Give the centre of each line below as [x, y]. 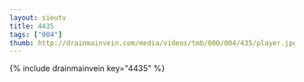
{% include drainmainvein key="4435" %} [87, 68]
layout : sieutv [38, 18]
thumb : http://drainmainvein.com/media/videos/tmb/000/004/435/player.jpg [153, 43]
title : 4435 [32, 26]
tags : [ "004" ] [36, 34]
